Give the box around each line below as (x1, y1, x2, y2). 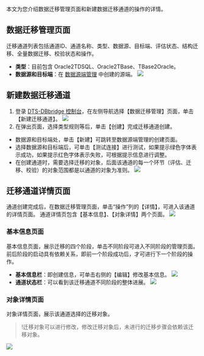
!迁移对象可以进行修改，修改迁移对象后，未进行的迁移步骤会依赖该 (21, 323, 189, 331)
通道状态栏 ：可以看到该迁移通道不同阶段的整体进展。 (15, 278, 149, 286)
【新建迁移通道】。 (15, 115, 61, 122)
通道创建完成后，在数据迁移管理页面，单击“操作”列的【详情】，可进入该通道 (6, 203, 195, 211)
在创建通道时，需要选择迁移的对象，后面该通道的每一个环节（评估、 (15, 158, 186, 166)
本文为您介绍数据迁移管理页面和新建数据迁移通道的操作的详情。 (6, 5, 166, 12)
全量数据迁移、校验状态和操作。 (16, 49, 97, 57)
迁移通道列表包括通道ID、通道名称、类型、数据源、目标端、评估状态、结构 (6, 42, 193, 49)
